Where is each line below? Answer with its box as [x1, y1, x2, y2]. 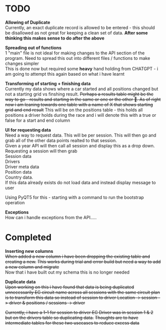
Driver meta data [5, 164, 40, 170]
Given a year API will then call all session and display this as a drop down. [5, 142, 155, 148]
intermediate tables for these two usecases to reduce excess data [5, 320, 140, 326]
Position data [5, 169, 32, 175]
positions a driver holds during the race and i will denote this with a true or [5, 112, 157, 118]
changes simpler [5, 60, 39, 66]
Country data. [5, 174, 34, 180]
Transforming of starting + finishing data [5, 80, 91, 87]
